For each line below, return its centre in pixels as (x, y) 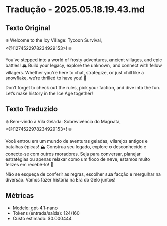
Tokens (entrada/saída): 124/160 (46, 213)
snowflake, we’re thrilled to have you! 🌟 (46, 78)
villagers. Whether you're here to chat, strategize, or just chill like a (75, 73)
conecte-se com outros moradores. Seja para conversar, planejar (73, 154)
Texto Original (28, 28)
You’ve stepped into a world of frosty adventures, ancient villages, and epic (84, 60)
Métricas (20, 196)
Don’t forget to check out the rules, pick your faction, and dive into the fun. (83, 88)
